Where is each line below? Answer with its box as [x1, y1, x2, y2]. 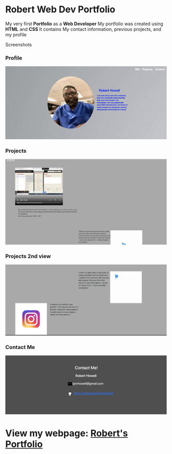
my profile [5, 31, 27, 38]
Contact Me [5, 343, 35, 351]
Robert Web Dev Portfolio [5, 4, 116, 15]
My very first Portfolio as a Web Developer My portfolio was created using [5, 21, 164, 27]
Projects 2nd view [5, 252, 51, 260]
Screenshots [5, 41, 32, 47]
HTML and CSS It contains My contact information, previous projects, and [5, 26, 161, 32]
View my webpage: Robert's [5, 427, 128, 439]
